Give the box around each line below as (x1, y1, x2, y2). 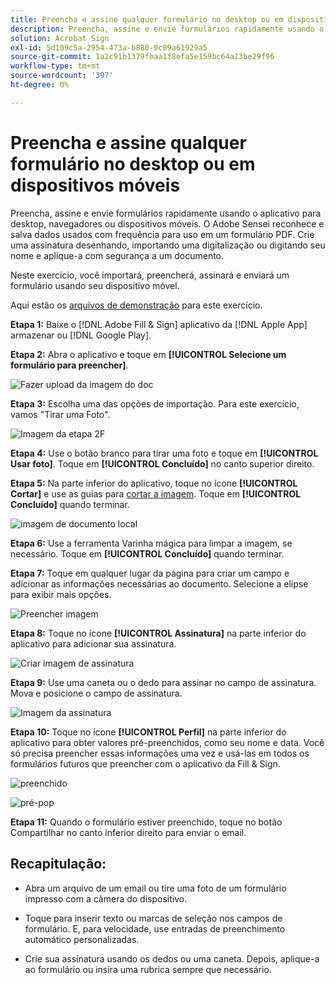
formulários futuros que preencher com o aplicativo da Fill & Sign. (10, 757, 281, 770)
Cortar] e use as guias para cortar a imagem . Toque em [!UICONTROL (10, 487, 302, 500)
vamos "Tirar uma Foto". (10, 408, 111, 420)
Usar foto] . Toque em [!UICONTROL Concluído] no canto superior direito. (10, 457, 315, 470)
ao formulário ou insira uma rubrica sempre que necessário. (24, 963, 272, 975)
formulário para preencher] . (10, 359, 129, 371)
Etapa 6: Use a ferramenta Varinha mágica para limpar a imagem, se (10, 537, 293, 549)
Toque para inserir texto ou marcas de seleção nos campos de (24, 912, 283, 924)
